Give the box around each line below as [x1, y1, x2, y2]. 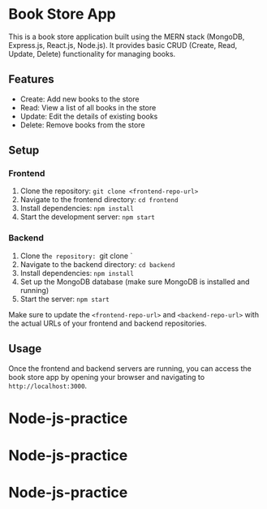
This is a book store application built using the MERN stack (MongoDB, [8, 32, 245, 41]
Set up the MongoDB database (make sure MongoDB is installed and [19, 277, 250, 287]
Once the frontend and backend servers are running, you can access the [8, 363, 252, 373]
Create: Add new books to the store [19, 94, 140, 104]
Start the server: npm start [19, 294, 110, 304]
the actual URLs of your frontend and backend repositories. [8, 318, 207, 328]
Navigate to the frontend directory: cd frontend [19, 195, 179, 205]
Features [8, 72, 54, 86]
